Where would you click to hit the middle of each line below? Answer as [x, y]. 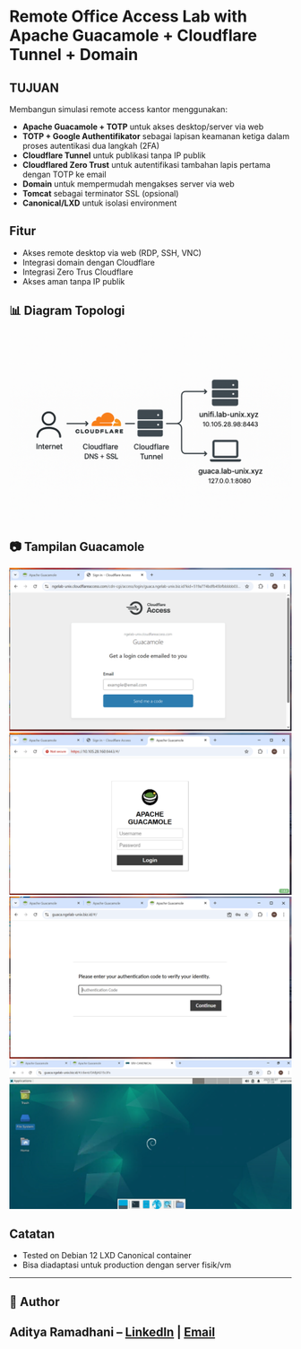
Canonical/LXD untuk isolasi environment [99, 203]
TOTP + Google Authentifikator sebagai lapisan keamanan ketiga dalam [155, 136]
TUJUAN [34, 88]
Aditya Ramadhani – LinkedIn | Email [112, 1332]
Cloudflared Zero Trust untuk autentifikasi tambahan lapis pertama [146, 165]
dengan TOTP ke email [64, 174]
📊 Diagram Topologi [67, 311]
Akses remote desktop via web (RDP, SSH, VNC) [112, 252]
